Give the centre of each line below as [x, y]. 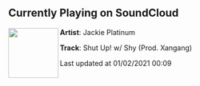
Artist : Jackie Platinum [98, 32]
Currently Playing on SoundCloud [94, 13]
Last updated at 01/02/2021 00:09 [116, 63]
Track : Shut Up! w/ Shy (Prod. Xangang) [126, 48]
